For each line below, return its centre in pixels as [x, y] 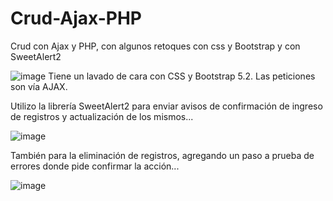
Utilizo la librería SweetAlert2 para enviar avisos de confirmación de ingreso [166, 106]
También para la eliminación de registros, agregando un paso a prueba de [162, 155]
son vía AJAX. [39, 86]
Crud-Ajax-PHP [76, 18]
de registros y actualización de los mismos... [102, 116]
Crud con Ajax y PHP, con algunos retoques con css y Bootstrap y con [155, 46]
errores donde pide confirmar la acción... [95, 166]
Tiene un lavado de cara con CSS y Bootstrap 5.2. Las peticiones [182, 76]
